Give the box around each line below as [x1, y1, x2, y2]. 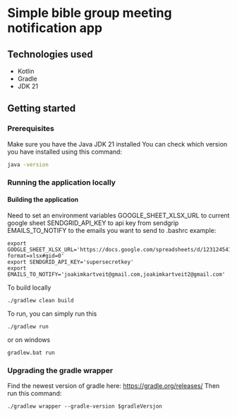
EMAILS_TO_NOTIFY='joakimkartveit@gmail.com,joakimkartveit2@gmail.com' [7, 270, 226, 278]
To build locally [7, 283, 51, 292]
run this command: [7, 389, 62, 397]
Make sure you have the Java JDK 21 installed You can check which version [7, 139, 228, 148]
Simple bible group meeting [7, 5, 172, 21]
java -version [7, 161, 49, 168]
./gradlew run [7, 323, 49, 330]
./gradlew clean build [7, 297, 74, 304]
